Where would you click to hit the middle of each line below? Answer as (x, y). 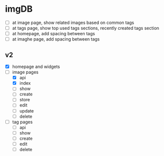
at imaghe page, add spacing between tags (56, 39)
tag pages (22, 122)
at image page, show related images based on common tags (73, 22)
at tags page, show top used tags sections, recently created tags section (86, 28)
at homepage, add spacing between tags (54, 34)
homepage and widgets (36, 67)
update (27, 111)
